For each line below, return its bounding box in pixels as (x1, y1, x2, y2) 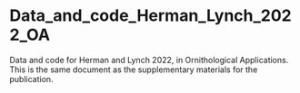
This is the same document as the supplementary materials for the (9, 64, 258, 75)
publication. (9, 73, 54, 84)
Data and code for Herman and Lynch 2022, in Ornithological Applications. (9, 54, 289, 65)
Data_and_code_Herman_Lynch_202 (9, 5, 293, 26)
